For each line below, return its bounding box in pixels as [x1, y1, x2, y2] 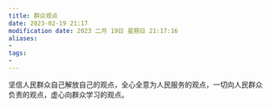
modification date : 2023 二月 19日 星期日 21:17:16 [8, 27, 179, 35]
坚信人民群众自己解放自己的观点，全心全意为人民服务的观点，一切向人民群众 [8, 80, 263, 89]
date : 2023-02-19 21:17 [8, 19, 89, 27]
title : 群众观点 [8, 11, 58, 20]
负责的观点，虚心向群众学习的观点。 [8, 89, 129, 99]
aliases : [8, 34, 38, 43]
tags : [8, 49, 27, 57]
